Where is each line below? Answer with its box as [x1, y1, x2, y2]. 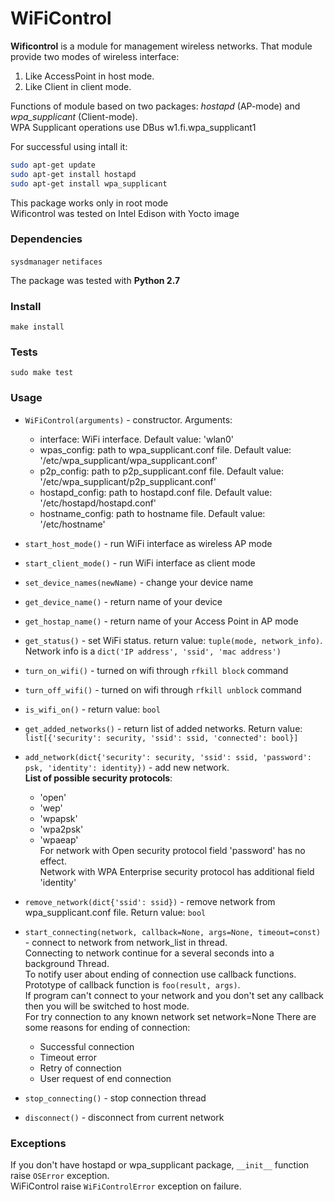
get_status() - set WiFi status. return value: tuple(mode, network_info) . [24, 634, 323, 646]
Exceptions [10, 1136, 67, 1150]
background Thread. [24, 957, 110, 969]
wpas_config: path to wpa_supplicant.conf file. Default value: [39, 443, 292, 456]
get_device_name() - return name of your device [24, 595, 223, 607]
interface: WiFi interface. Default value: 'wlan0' [39, 433, 234, 445]
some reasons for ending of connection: [24, 1021, 191, 1033]
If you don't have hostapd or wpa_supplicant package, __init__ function [10, 1159, 310, 1171]
